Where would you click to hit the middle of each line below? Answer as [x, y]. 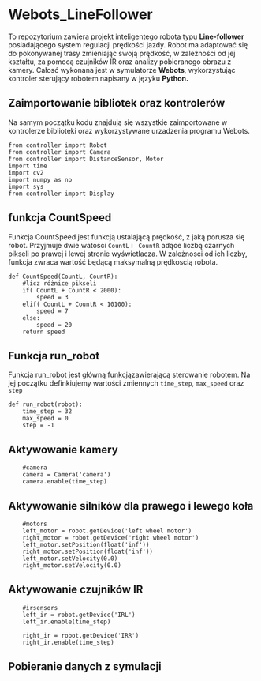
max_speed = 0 [45, 419]
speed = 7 [52, 311]
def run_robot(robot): [45, 404]
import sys [26, 186]
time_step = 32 [47, 412]
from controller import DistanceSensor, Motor [86, 159]
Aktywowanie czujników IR [76, 590]
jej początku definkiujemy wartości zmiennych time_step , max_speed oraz [126, 383]
